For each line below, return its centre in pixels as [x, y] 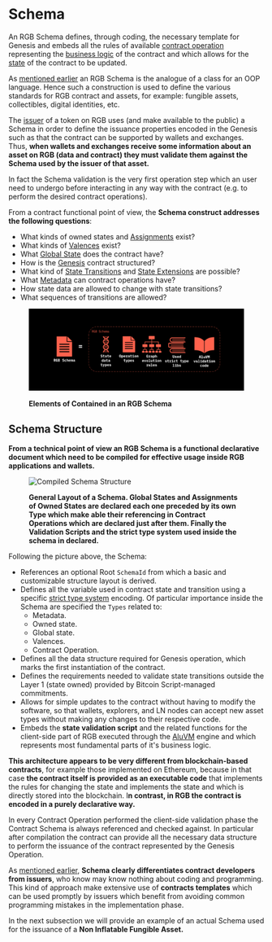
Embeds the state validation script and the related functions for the [134, 728]
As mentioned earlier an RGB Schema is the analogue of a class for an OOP [134, 78]
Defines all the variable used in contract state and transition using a [133, 589]
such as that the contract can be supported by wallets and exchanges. [126, 137]
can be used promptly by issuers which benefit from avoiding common [127, 896]
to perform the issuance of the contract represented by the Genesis [122, 846]
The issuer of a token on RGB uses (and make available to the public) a [127, 120]
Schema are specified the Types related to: [91, 607]
